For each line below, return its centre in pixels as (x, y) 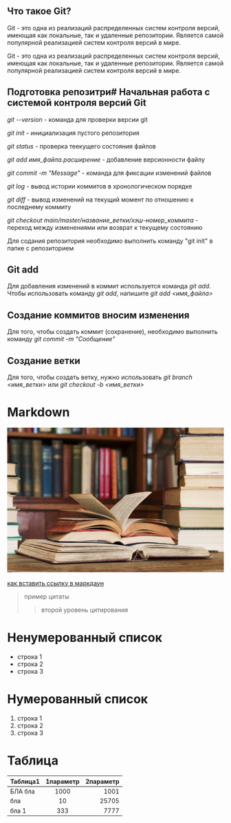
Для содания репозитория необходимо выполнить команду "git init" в (110, 241)
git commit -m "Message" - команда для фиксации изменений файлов (109, 173)
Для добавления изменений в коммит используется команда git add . (109, 286)
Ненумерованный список (85, 638)
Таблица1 (25, 781)
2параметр (102, 781)
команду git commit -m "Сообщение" (61, 339)
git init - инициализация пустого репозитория (73, 133)
